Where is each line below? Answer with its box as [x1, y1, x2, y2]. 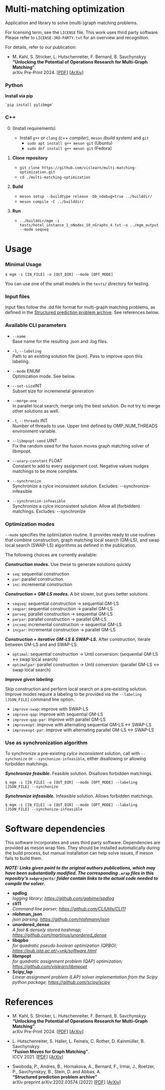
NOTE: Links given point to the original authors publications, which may [5, 865, 156, 871]
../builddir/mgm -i [19, 218, 60, 223]
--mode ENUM [12, 368, 40, 374]
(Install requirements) [12, 125, 56, 131]
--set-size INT [12, 382, 42, 388]
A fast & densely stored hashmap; [12, 927, 82, 933]
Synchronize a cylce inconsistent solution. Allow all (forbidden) [12, 503, 140, 509]
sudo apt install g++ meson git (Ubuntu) [27, 140, 113, 146]
